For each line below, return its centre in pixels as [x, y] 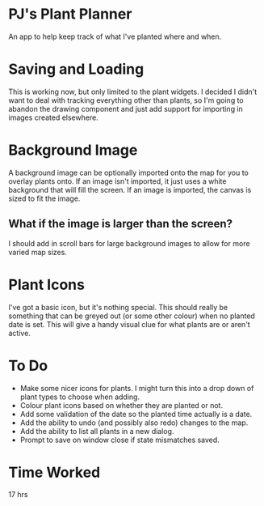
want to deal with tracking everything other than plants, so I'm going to [126, 100]
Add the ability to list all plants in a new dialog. [97, 431]
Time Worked [54, 472]
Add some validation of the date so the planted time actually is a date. [136, 414]
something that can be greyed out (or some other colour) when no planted [132, 316]
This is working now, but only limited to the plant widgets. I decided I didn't [133, 91]
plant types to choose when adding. [80, 397]
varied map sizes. [38, 252]
